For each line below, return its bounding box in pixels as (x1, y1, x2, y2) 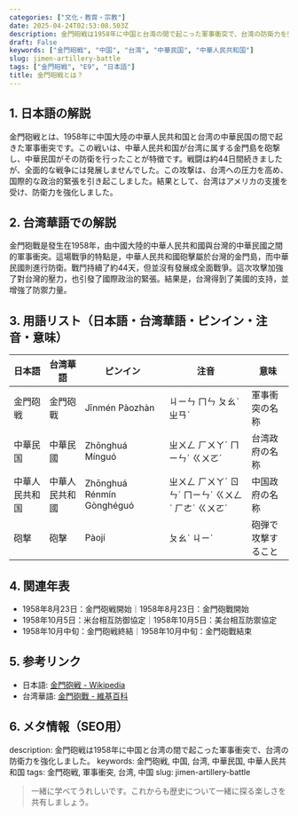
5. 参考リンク (9, 654, 82, 669)
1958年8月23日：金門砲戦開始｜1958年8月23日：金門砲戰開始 (21, 604, 250, 614)
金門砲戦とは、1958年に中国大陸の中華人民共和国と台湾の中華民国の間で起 (9, 131, 284, 142)
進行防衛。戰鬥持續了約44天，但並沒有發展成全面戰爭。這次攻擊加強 (32, 263, 284, 273)
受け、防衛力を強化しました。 (9, 186, 118, 197)
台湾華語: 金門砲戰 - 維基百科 (21, 690, 129, 701)
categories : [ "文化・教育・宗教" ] (9, 12, 126, 22)
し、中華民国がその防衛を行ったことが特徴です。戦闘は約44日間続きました (9, 153, 283, 164)
